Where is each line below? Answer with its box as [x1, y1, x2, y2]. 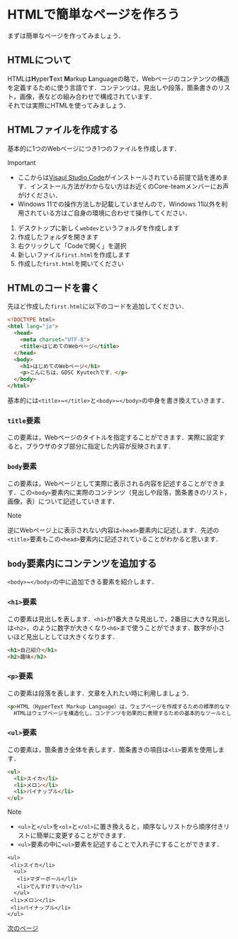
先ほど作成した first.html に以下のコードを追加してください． [7, 302, 188, 311]
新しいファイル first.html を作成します [17, 250, 131, 259]
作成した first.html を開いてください [17, 259, 124, 267]
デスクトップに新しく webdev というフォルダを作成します [17, 223, 180, 232]
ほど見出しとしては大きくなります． [13, 632, 119, 640]
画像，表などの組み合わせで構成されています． [19, 92, 156, 100]
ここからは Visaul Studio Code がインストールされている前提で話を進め [17, 173, 222, 181]
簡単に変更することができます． [36, 831, 130, 839]
